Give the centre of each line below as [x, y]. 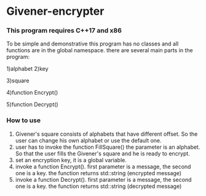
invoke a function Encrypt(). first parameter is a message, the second [103, 167]
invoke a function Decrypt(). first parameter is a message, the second [103, 179]
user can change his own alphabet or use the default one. [88, 140]
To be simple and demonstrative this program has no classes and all [93, 44]
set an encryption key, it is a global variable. [71, 160]
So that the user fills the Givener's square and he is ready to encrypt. [103, 153]
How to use [24, 120]
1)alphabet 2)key [27, 69]
